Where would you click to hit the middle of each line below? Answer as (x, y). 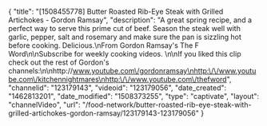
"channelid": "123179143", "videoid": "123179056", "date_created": (118, 88)
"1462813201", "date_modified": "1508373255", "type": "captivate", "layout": (134, 96)
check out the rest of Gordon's (59, 62)
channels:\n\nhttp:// (41, 71)
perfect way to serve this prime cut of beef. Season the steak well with (125, 28)
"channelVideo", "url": (45, 104)
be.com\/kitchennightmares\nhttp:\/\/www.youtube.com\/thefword (118, 79)
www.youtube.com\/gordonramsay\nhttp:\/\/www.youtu (164, 71)
